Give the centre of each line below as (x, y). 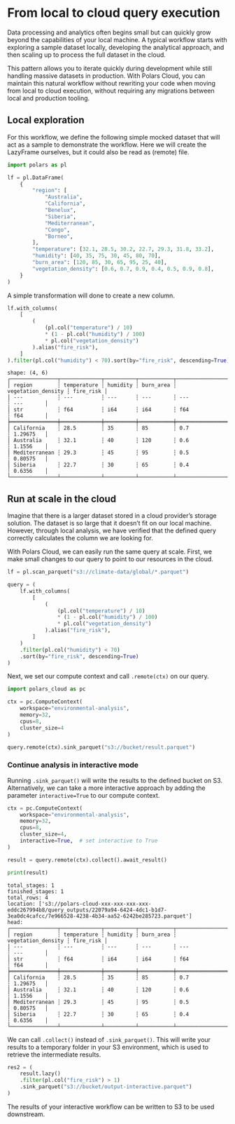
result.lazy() (40, 1074)
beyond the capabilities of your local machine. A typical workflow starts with (117, 39)
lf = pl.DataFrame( (36, 178)
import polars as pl (37, 165)
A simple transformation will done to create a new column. (91, 295)
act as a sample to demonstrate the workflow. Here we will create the (107, 145)
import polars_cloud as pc (47, 689)
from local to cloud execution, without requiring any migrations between (111, 91)
